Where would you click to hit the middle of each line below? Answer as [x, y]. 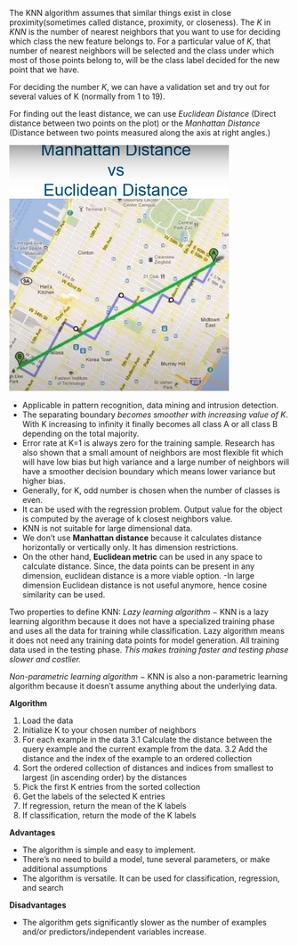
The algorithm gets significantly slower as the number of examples [144, 922]
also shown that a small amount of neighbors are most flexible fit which [153, 452]
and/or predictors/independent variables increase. [114, 932]
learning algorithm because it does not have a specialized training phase [142, 621]
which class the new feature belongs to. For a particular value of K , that [140, 41]
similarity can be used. [64, 595]
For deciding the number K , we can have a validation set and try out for [139, 87]
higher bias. [44, 481]
